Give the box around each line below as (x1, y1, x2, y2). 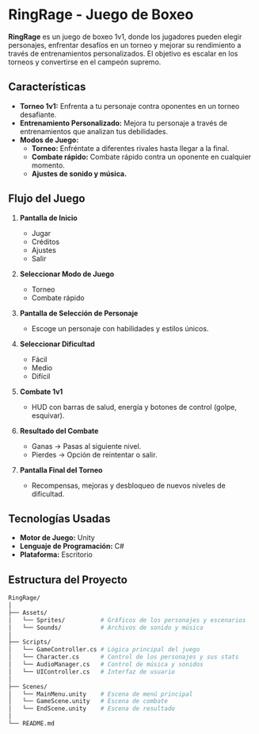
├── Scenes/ (8, 682, 48, 690)
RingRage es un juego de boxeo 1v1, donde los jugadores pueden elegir (8, 32, 242, 41)
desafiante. (19, 110, 57, 119)
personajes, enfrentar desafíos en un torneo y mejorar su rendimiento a (8, 40, 242, 49)
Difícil (31, 371, 51, 381)
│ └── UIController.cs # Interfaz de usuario (8, 667, 176, 676)
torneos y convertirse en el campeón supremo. (8, 57, 162, 67)
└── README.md (8, 720, 55, 728)
